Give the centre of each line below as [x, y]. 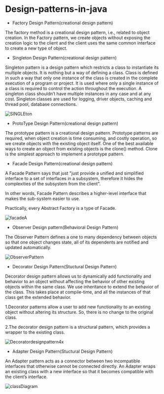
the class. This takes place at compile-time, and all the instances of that [78, 292]
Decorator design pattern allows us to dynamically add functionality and [78, 276]
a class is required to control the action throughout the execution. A [73, 88]
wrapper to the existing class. [35, 332]
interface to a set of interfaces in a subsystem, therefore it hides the [74, 178]
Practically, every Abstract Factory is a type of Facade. [61, 208]
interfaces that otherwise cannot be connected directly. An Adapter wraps [81, 366]
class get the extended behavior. [38, 297]
